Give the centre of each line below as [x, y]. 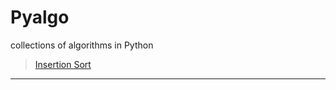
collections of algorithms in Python [82, 45]
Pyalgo [40, 17]
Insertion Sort [63, 64]
